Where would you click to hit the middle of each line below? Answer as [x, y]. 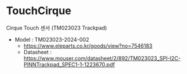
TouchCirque [39, 11]
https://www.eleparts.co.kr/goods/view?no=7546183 [88, 46]
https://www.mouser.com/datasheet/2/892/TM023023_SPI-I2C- [102, 58]
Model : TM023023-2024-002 [52, 39]
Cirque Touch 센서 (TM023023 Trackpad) [57, 28]
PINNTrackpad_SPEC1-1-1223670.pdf [69, 64]
